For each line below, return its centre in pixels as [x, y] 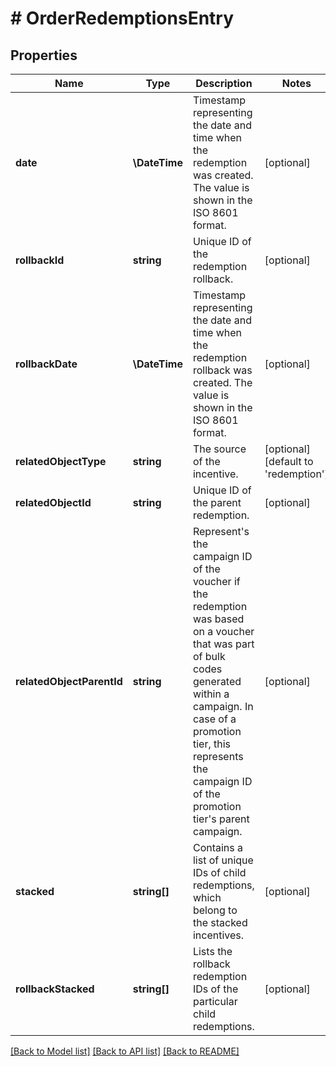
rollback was [222, 370]
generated [217, 681]
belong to [215, 910]
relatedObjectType [61, 461]
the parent [217, 502]
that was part [223, 644]
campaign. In [223, 706]
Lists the [212, 951]
